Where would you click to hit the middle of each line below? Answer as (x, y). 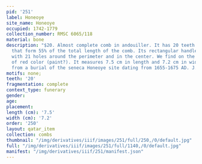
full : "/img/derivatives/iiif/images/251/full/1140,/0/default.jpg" (94, 146)
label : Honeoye (25, 17)
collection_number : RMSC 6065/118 (50, 34)
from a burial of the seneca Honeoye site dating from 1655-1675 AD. (100, 68)
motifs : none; (24, 73)
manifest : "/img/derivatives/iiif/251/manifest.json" (75, 151)
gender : (16, 96)
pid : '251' (20, 12)
